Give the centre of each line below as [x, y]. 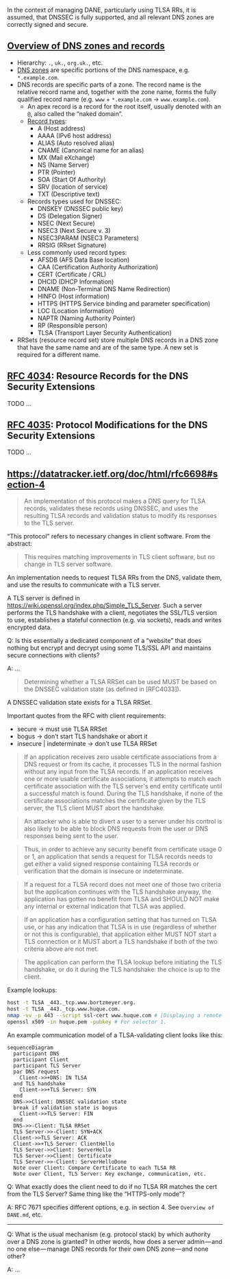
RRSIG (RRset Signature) [72, 245]
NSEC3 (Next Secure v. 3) [74, 230]
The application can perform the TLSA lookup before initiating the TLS [123, 962]
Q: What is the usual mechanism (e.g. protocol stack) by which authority [109, 1234]
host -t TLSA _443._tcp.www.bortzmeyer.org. [72, 1003]
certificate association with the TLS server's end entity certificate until [123, 786]
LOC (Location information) [76, 310]
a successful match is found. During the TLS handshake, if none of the [123, 793]
